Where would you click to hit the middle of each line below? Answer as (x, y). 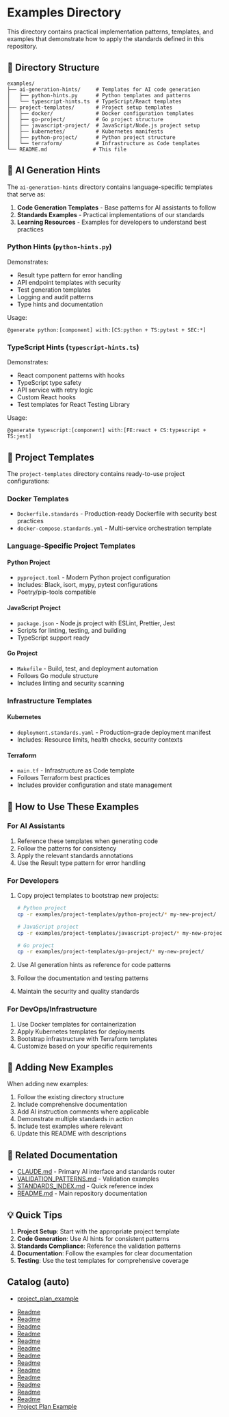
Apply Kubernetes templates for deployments (81, 1031)
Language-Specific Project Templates (71, 546)
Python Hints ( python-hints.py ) (59, 247)
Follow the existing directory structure (70, 1097)
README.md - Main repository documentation (82, 1194)
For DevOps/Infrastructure (52, 1010)
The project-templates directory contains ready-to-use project (96, 473)
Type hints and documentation (60, 304)
